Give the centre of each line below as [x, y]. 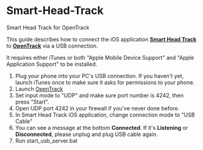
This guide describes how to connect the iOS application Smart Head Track [101, 39]
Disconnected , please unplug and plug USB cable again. [87, 134]
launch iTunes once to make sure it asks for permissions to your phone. [105, 82]
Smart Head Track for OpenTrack [48, 27]
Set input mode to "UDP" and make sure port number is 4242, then [99, 95]
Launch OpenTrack [39, 88]
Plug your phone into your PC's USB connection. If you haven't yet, [99, 76]
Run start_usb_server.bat [46, 140]
